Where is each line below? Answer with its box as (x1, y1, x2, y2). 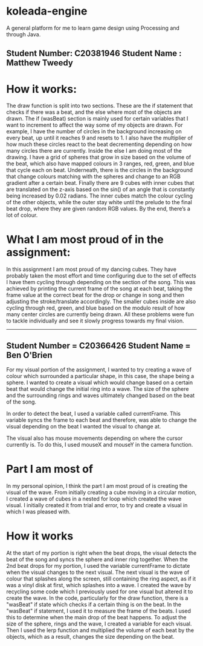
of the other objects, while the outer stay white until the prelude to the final (6, 199, 192, 206)
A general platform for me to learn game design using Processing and (6, 24, 180, 32)
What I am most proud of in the (6, 233, 164, 247)
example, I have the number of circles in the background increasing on (6, 128, 182, 135)
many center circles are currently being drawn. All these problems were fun (6, 311, 195, 318)
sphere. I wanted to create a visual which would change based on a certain (6, 379, 193, 386)
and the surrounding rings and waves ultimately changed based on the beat (6, 392, 195, 399)
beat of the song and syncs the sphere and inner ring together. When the (6, 556, 188, 563)
